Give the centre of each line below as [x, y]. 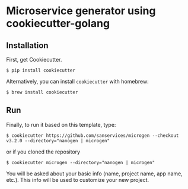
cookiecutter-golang [58, 23]
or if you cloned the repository [43, 152]
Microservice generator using [81, 11]
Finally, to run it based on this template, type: [61, 124]
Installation [27, 45]
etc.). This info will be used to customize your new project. [78, 180]
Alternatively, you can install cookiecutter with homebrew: [78, 81]
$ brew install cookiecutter [42, 92]
